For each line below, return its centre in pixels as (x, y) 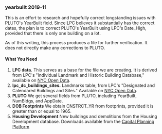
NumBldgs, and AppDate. (37, 100)
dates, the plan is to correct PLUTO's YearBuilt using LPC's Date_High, (76, 28)
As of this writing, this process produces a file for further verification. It (76, 43)
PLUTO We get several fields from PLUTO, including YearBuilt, (74, 96)
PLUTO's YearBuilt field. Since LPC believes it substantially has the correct (80, 23)
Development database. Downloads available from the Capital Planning (83, 121)
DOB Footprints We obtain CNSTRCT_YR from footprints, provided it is (83, 106)
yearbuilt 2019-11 (26, 7)
